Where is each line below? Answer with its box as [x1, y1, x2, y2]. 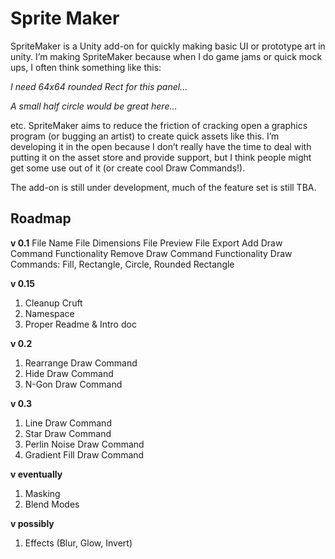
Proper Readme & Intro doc [24, 318, 137, 330]
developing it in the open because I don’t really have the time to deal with [10, 140, 312, 152]
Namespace [24, 307, 75, 319]
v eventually [10, 468, 63, 480]
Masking [24, 487, 61, 499]
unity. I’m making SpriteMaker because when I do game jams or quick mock [10, 50, 323, 62]
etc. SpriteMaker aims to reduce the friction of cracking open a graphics [10, 119, 308, 131]
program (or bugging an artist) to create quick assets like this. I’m [10, 130, 280, 142]
